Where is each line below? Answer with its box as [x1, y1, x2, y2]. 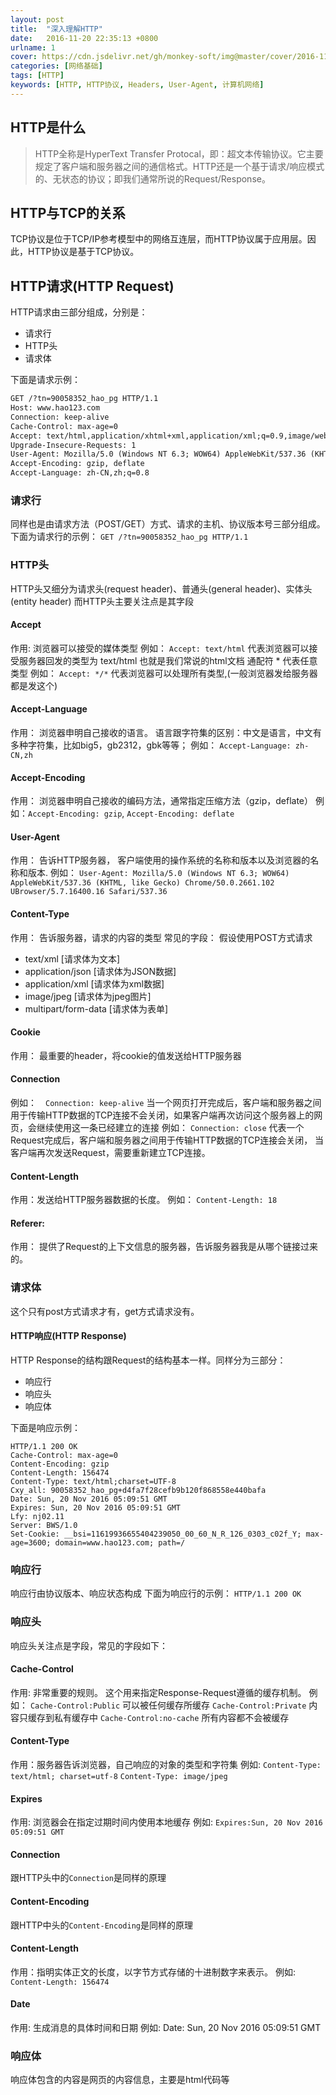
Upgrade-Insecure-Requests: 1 [10, 440, 137, 450]
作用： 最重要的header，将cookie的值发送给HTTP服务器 [10, 1049, 242, 1061]
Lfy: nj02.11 [10, 1511, 65, 1521]
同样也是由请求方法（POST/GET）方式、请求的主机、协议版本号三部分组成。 [10, 518, 326, 530]
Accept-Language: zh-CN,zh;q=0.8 [10, 468, 150, 478]
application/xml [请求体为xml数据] [24, 977, 165, 990]
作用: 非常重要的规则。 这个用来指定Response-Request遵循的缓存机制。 [10, 1686, 307, 1698]
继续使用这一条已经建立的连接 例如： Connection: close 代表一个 [36, 1122, 305, 1134]
